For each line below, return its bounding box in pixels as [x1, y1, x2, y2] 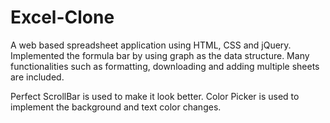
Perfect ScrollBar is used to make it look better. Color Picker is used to [10, 90, 300, 102]
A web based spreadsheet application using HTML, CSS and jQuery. [10, 39, 292, 51]
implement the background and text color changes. [10, 101, 222, 113]
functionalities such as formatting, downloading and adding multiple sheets [10, 60, 320, 72]
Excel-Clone [10, 6, 115, 29]
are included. [10, 71, 65, 83]
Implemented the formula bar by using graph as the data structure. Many [10, 49, 310, 61]
